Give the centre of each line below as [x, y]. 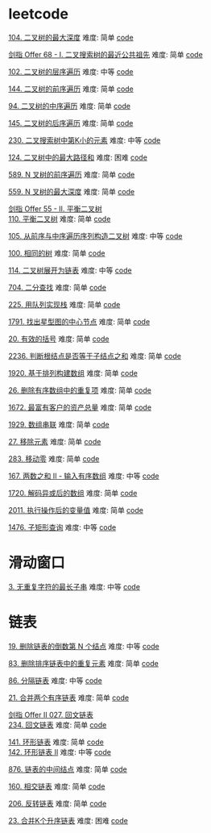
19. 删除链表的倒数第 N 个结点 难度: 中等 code [84, 646]
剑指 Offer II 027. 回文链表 [51, 714]
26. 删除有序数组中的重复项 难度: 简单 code [80, 390]
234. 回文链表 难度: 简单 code [58, 725]
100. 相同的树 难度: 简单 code [57, 253]
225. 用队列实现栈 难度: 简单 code [64, 304]
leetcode [38, 14]
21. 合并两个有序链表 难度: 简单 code [69, 698]
